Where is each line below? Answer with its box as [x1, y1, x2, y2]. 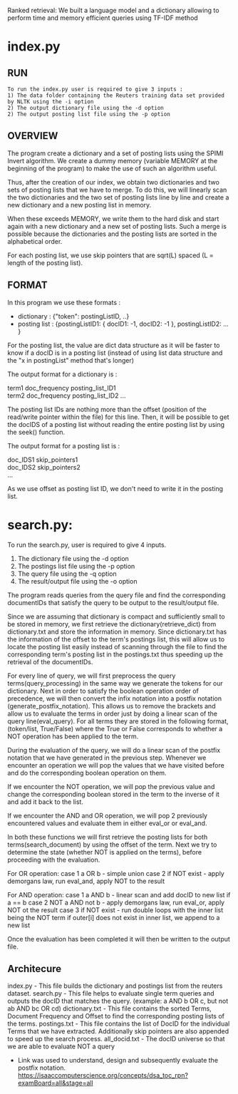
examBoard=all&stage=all [17, 1079, 94, 1088]
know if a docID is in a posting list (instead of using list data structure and [7, 349, 223, 357]
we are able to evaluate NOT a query [7, 1042, 115, 1051]
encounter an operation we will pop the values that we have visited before [7, 760, 224, 769]
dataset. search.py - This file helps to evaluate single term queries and [7, 989, 215, 998]
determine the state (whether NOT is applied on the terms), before [7, 847, 202, 856]
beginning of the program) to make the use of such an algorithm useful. [7, 164, 217, 172]
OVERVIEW [7, 130, 58, 142]
